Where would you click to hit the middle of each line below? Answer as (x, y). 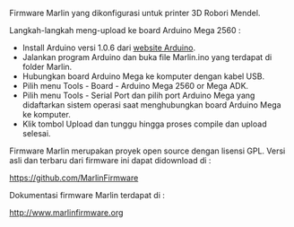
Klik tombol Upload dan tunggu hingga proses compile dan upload (144, 124)
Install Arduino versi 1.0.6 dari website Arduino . (108, 48)
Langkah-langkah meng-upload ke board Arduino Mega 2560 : (125, 30)
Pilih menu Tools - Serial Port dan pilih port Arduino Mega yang (138, 95)
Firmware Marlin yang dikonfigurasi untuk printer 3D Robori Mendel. (135, 13)
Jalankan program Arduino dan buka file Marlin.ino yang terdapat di (147, 57)
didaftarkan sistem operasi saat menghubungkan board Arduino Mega (151, 105)
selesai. (36, 133)
